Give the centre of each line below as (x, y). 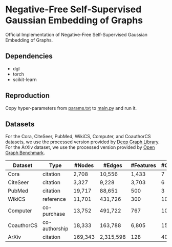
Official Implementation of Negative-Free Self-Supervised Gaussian (76, 34)
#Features (143, 165)
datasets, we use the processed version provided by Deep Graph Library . (82, 142)
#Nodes (84, 165)
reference (55, 199)
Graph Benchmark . (25, 153)
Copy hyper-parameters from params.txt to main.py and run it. (71, 108)
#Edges (113, 165)
